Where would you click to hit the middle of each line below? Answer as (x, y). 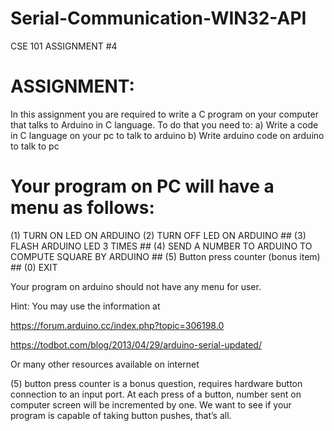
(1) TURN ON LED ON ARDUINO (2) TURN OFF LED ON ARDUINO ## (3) (158, 235)
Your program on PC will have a (142, 186)
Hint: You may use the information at (85, 306)
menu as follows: (82, 208)
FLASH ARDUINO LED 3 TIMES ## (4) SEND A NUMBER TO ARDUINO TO (161, 246)
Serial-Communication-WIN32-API (158, 18)
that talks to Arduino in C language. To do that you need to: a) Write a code (164, 124)
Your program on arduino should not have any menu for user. (136, 286)
